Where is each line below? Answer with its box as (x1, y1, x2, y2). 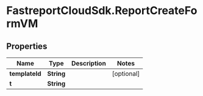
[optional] (112, 70, 140, 78)
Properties (6, 41, 48, 51)
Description (71, 59, 107, 67)
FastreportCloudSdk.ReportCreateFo (6, 4, 198, 18)
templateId (9, 70, 41, 78)
